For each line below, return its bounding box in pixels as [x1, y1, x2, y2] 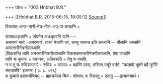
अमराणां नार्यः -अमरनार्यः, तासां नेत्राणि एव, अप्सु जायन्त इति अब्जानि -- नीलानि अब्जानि [5, 39, 141, 45]
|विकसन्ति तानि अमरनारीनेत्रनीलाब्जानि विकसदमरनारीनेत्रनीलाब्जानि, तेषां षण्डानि [5, 50, 131, 56]
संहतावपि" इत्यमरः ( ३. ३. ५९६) [5, 67, 57, 73]
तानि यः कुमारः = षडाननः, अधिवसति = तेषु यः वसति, [5, 56, 88, 62]
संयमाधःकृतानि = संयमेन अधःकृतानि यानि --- [5, 33, 77, 39]
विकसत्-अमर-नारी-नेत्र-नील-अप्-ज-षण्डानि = [5, 23, 80, 29]
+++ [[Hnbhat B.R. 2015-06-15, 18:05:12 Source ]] [5, 14, 107, 19]
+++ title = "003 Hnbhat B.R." [5, 4, 66, 10]
